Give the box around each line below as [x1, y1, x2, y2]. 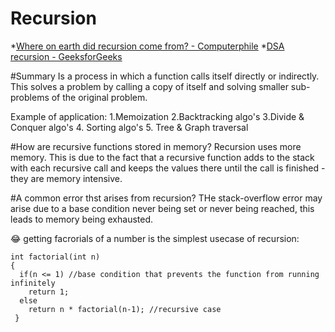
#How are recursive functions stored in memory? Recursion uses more [10, 140, 302, 152]
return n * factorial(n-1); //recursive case [28, 304, 222, 314]
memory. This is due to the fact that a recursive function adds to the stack [10, 151, 315, 163]
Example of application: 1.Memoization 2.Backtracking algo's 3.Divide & [10, 110, 305, 122]
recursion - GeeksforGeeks [10, 50, 123, 62]
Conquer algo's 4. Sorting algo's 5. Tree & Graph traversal [10, 121, 249, 133]
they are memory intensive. [10, 172, 123, 184]
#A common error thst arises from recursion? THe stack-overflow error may [10, 192, 323, 204]
